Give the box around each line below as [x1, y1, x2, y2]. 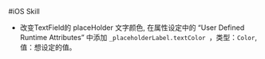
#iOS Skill [8, 7, 40, 16]
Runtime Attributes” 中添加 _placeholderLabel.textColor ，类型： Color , [19, 33, 258, 42]
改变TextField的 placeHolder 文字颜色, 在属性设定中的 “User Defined [19, 23, 245, 32]
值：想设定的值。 [19, 42, 77, 52]
